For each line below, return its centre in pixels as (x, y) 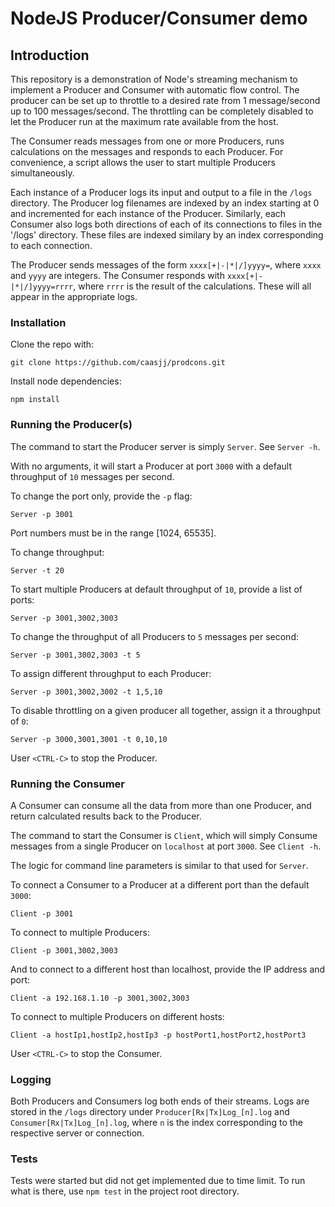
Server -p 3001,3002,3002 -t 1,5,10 (86, 692)
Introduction (50, 55)
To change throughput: (57, 552)
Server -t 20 (37, 570)
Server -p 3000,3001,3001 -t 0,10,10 (89, 739)
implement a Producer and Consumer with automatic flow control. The (155, 90)
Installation (38, 322)
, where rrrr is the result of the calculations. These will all (192, 286)
